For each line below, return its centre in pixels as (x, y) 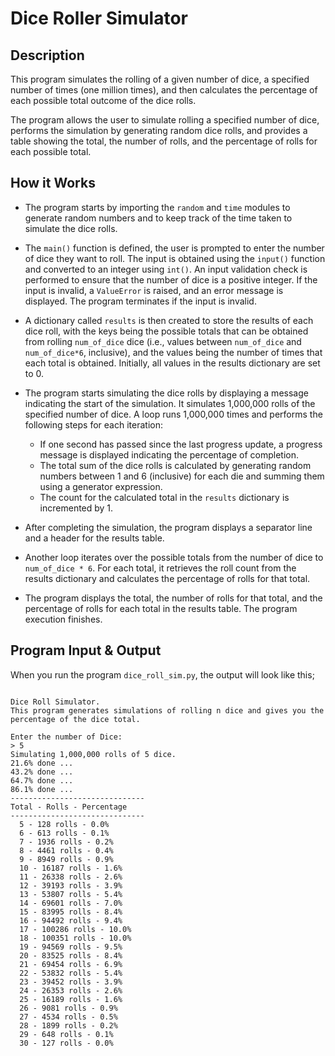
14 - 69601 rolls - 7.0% (71, 903)
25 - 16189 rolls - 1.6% (71, 999)
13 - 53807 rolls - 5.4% (71, 894)
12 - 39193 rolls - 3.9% (71, 885)
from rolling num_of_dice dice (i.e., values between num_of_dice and (163, 341)
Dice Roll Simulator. (55, 702)
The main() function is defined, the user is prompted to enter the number (174, 248)
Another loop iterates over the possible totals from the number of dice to (174, 557)
